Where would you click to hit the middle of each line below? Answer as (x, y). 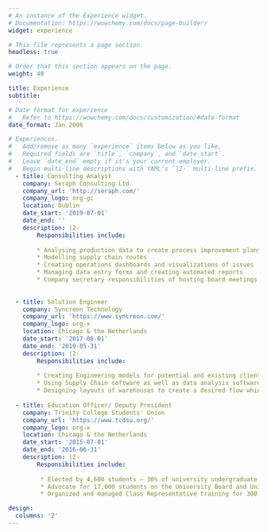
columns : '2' (37, 516)
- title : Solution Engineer (62, 302)
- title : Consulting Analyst (64, 176)
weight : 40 (26, 74)
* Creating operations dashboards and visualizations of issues (145, 265)
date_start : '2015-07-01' (66, 442)
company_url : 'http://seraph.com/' (81, 191)
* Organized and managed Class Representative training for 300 (149, 494)
